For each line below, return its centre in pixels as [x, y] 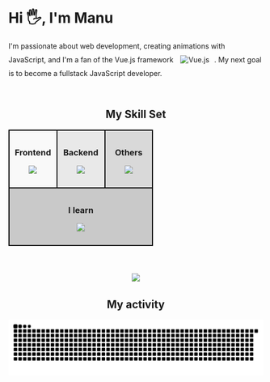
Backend [81, 152]
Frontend [33, 152]
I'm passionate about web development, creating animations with [117, 46]
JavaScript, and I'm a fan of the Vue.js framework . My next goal [135, 59]
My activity [136, 304]
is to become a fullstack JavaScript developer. [85, 73]
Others [129, 152]
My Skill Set [136, 115]
